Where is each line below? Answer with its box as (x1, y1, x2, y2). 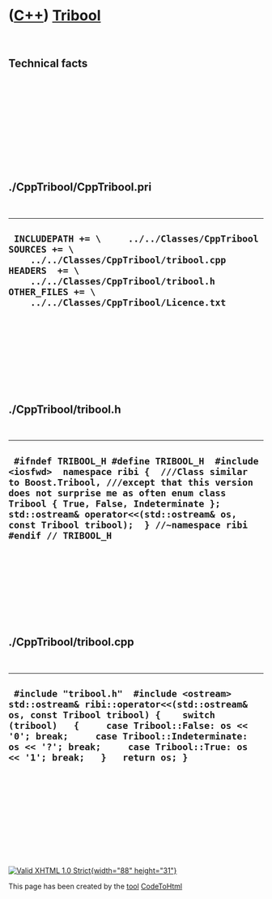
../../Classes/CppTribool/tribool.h (29, 275, 216, 287)
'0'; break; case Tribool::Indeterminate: (8, 730, 249, 743)
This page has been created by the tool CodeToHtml (8, 881, 183, 891)
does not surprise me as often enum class (8, 487, 227, 499)
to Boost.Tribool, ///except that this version (8, 476, 253, 488)
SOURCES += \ (8, 243, 74, 255)
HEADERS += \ (8, 264, 79, 276)
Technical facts (8, 57, 88, 71)
